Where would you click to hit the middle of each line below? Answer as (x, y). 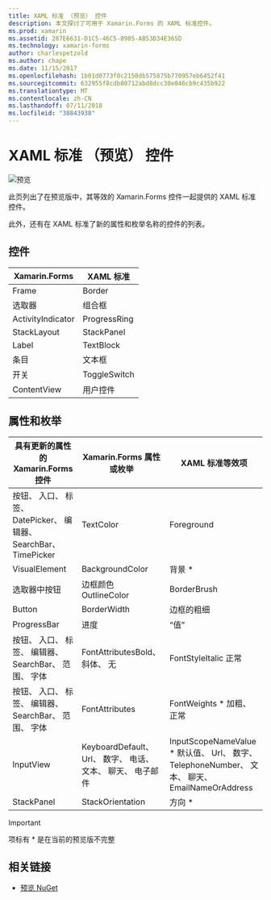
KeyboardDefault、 (118, 747)
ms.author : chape (38, 61)
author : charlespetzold (48, 53)
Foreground (191, 524)
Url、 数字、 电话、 (118, 759)
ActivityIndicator (44, 319)
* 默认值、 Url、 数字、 (213, 752)
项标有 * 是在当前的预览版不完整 (62, 839)
